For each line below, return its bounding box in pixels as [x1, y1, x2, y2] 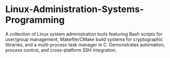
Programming [5, 14, 65, 26]
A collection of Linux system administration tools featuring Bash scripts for [5, 31, 163, 37]
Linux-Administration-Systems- [5, 4, 144, 15]
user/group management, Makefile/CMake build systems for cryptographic [5, 36, 163, 42]
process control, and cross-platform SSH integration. [5, 47, 117, 53]
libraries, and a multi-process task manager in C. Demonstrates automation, [5, 41, 165, 47]
